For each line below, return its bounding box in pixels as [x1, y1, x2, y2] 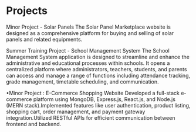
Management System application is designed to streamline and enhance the [6, 53, 190, 60]
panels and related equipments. [6, 36, 83, 43]
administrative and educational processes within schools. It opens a [6, 60, 170, 67]
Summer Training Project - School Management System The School [6, 47, 170, 54]
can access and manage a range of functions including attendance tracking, [6, 72, 191, 79]
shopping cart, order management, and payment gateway [6, 108, 146, 115]
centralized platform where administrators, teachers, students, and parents [6, 65, 187, 72]
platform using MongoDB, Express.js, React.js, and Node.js [33, 95, 176, 103]
